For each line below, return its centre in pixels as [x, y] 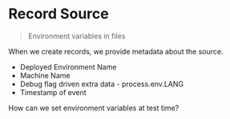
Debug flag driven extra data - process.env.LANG [102, 84]
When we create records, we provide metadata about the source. [116, 51]
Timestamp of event [53, 92]
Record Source [59, 14]
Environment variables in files [77, 36]
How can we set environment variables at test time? [94, 108]
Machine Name [45, 75]
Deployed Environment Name [68, 67]
